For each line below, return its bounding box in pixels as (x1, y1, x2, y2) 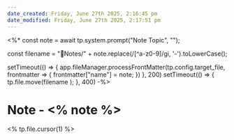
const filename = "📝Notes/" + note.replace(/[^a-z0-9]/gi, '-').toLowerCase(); (7, 49, 228, 58)
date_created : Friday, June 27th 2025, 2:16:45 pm (7, 10, 158, 17)
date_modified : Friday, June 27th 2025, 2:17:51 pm (7, 17, 161, 24)
